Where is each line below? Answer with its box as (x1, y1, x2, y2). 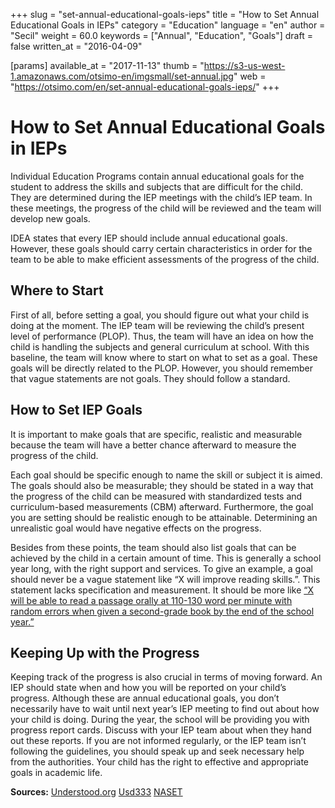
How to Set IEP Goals (10, 402, 143, 419)
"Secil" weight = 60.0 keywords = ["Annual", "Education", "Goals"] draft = (10, 30, 313, 41)
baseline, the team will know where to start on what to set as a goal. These (10, 351, 318, 363)
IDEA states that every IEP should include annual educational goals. (10, 232, 288, 244)
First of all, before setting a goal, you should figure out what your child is (10, 309, 310, 321)
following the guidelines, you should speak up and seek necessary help (10, 745, 305, 758)
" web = (233, 70, 267, 82)
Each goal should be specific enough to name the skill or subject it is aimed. (10, 469, 323, 481)
